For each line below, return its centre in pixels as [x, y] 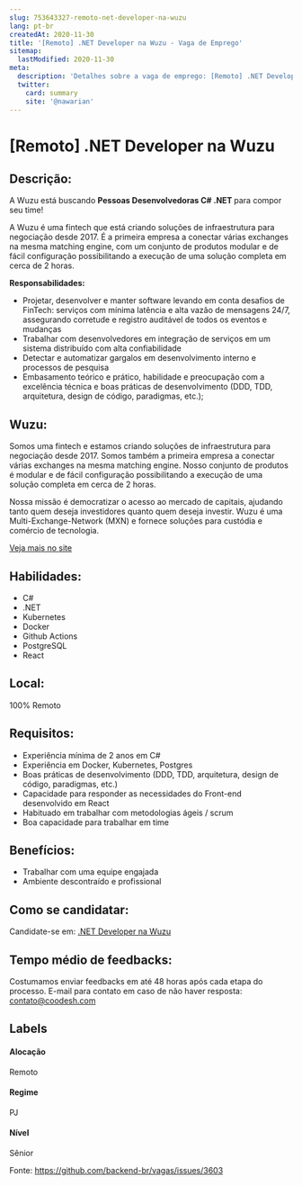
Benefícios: [42, 851]
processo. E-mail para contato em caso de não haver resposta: [126, 992]
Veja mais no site [41, 548]
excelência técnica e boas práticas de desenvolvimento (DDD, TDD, [147, 387]
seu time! [27, 210]
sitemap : [26, 51]
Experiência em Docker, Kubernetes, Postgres [107, 765]
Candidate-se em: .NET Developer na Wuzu [90, 931]
